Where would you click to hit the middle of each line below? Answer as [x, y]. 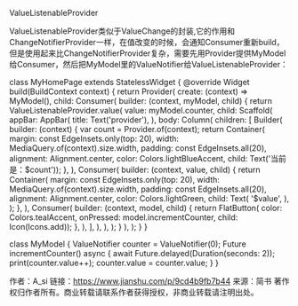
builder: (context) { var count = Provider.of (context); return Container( [137, 129]
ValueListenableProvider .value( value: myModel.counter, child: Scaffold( [141, 110]
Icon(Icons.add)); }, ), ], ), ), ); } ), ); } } [79, 227]
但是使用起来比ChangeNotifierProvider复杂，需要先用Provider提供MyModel [148, 53]
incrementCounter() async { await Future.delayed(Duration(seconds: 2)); [142, 253]
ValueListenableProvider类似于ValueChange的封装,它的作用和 [122, 31]
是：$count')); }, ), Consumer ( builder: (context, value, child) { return [135, 169]
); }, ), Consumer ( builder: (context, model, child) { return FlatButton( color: [146, 208]
